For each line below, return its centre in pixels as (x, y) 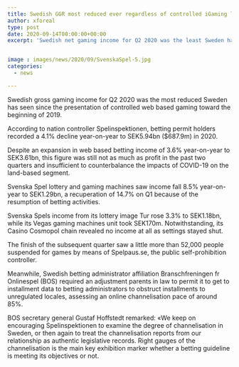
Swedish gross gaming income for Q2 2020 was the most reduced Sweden (117, 99)
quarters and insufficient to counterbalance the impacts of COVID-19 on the (118, 165)
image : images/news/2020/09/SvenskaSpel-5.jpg (79, 60)
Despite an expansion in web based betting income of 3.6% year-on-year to (119, 150)
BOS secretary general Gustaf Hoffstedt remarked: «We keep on (102, 318)
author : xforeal (31, 21)
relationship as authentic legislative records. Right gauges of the (101, 341)
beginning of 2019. (35, 114)
